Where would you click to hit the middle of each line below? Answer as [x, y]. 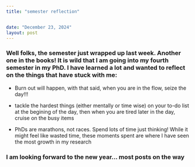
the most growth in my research [53, 142]
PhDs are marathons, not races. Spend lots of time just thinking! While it [101, 129]
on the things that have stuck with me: [62, 75]
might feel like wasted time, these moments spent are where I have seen [102, 135]
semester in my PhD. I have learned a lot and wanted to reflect [96, 68]
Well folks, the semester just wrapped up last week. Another [94, 53]
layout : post [22, 33]
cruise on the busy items [44, 118]
